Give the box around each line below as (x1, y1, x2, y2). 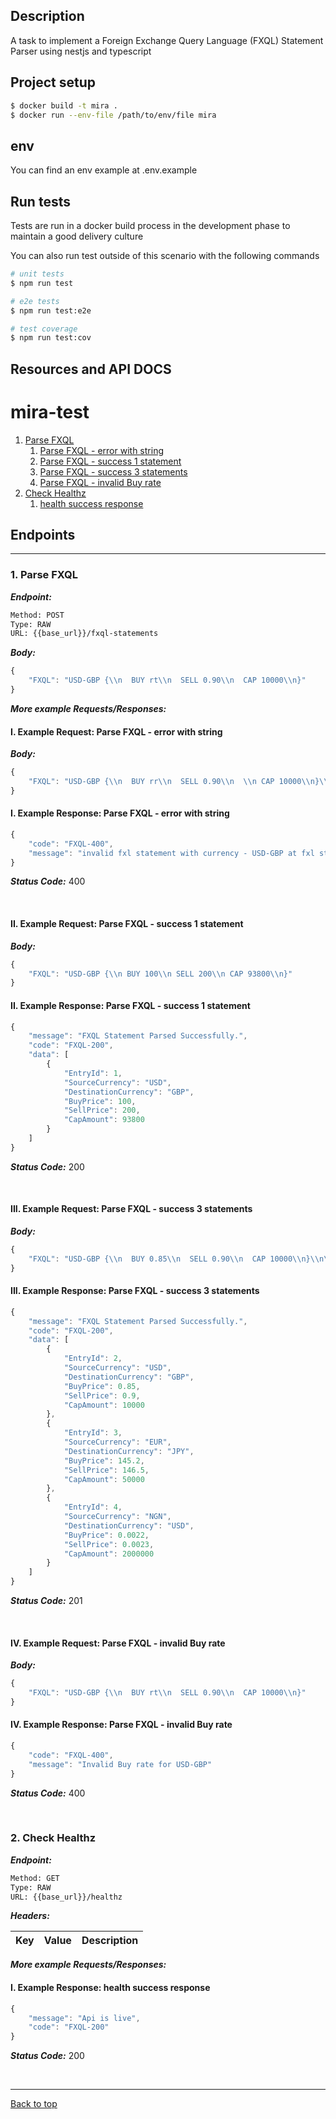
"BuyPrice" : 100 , (63, 1096, 137, 1106)
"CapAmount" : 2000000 (63, 1549, 155, 1559)
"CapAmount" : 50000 (63, 1474, 145, 1484)
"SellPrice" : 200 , (63, 1105, 141, 1116)
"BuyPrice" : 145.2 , (63, 1455, 145, 1466)
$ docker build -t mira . (10, 100, 118, 111)
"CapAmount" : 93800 (63, 1115, 145, 1125)
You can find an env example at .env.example (10, 164, 198, 176)
